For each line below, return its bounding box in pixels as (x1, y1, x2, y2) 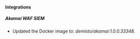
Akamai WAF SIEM (5, 15, 45, 21)
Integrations (5, 4, 31, 10)
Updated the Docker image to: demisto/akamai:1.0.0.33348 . (12, 28, 136, 34)
